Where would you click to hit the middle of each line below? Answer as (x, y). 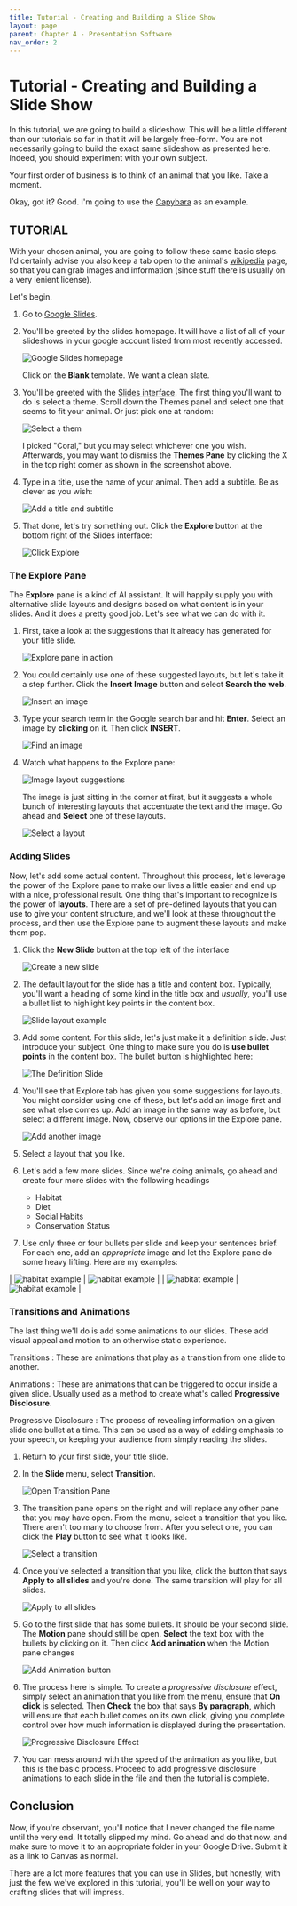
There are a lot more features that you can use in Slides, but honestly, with (145, 1873)
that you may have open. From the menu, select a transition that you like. (155, 1518)
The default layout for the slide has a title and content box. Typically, (147, 984)
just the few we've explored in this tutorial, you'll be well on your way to (140, 1882)
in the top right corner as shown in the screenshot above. (127, 464)
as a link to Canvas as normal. (64, 1855)
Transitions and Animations (70, 1311)
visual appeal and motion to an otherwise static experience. (118, 1340)
